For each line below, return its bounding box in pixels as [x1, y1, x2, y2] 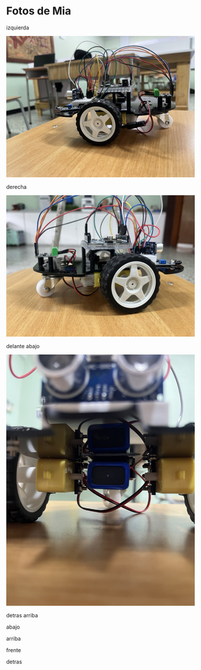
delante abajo [6, 342, 40, 349]
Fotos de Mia [6, 4, 72, 18]
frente [6, 646, 22, 653]
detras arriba [6, 611, 38, 619]
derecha [6, 183, 27, 190]
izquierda [6, 24, 29, 31]
